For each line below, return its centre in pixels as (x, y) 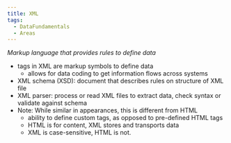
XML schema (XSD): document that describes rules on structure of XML (120, 81)
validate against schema (52, 103)
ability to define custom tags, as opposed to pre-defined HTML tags (125, 118)
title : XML (23, 14)
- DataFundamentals (42, 26)
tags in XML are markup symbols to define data (85, 66)
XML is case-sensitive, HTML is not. (79, 133)
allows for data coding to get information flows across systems (118, 74)
